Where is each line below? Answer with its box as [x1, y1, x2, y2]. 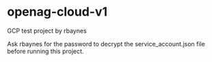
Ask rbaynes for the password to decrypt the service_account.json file [7, 40, 205, 48]
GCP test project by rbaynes [7, 27, 87, 35]
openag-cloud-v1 [7, 4, 108, 20]
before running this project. [7, 47, 84, 55]
